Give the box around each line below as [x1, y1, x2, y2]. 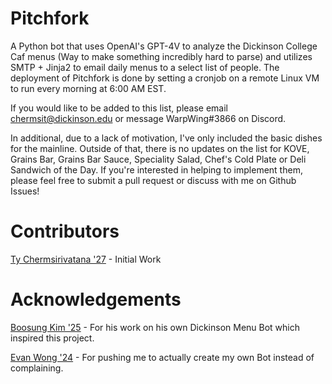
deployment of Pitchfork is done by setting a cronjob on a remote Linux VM [10, 72, 320, 84]
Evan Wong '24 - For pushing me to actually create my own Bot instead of [10, 351, 315, 363]
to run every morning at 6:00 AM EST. [10, 82, 167, 94]
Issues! [10, 185, 40, 197]
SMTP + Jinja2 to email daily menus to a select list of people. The [10, 61, 280, 73]
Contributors [10, 220, 120, 243]
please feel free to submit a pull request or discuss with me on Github [10, 174, 297, 186]
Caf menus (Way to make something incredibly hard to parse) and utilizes [10, 50, 313, 62]
